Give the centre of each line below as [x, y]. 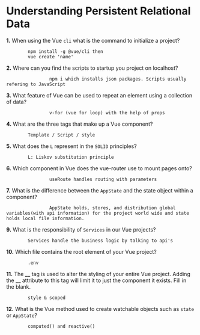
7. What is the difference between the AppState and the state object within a [100, 190]
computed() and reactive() [62, 326]
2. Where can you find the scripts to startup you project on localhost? [92, 68]
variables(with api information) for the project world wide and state [98, 213]
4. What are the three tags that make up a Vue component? [80, 124]
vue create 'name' [51, 57]
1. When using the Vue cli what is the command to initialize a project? [93, 40]
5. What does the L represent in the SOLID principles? [71, 146]
